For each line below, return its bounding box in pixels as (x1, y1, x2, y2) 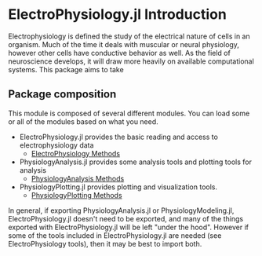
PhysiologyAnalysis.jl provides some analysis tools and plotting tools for (19, 157, 253, 166)
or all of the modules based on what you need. (8, 116, 158, 126)
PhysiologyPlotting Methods (31, 190, 123, 199)
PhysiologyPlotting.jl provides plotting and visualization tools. (19, 182, 218, 192)
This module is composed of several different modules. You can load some (8, 108, 250, 118)
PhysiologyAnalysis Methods (31, 174, 125, 183)
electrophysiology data (19, 140, 94, 150)
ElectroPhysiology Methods (31, 148, 120, 158)
